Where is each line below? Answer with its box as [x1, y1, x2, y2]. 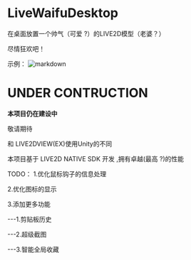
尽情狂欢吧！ [7, 44, 45, 53]
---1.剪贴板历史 [7, 215, 52, 223]
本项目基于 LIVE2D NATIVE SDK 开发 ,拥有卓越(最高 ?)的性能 [7, 154, 184, 163]
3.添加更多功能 [7, 200, 51, 208]
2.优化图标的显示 [7, 185, 57, 193]
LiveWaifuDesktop [7, 5, 119, 21]
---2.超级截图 [7, 229, 47, 239]
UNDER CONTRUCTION [7, 85, 148, 101]
